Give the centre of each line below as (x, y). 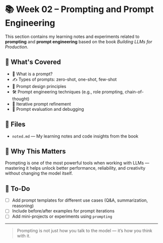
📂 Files (15, 124)
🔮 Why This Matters (35, 151)
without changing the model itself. (39, 174)
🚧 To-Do (17, 188)
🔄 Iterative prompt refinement (41, 104)
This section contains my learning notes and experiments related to (72, 36)
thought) (21, 99)
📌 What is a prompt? (32, 74)
